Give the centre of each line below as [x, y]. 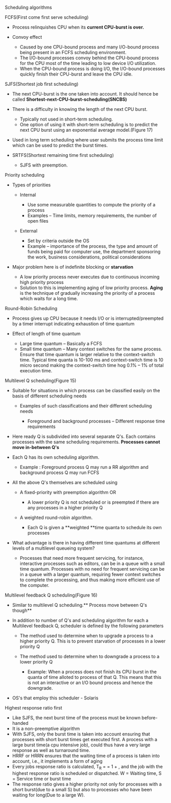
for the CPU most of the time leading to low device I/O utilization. [88, 63]
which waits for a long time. [49, 299]
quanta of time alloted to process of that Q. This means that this [94, 677]
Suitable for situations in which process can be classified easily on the [86, 391]
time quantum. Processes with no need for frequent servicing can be [92, 569]
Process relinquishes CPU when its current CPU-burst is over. [78, 27]
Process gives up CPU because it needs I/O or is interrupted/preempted [88, 318]
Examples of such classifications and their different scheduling [86, 406]
